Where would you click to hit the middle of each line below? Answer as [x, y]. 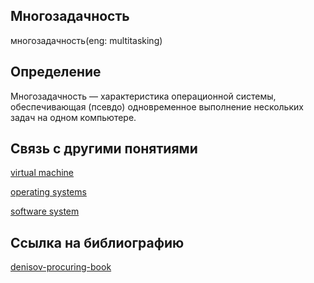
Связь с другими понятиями [104, 149]
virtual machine [42, 173]
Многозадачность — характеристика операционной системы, [143, 96]
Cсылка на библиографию [97, 242]
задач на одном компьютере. [73, 117]
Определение [56, 72]
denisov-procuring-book [61, 267]
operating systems [48, 192]
